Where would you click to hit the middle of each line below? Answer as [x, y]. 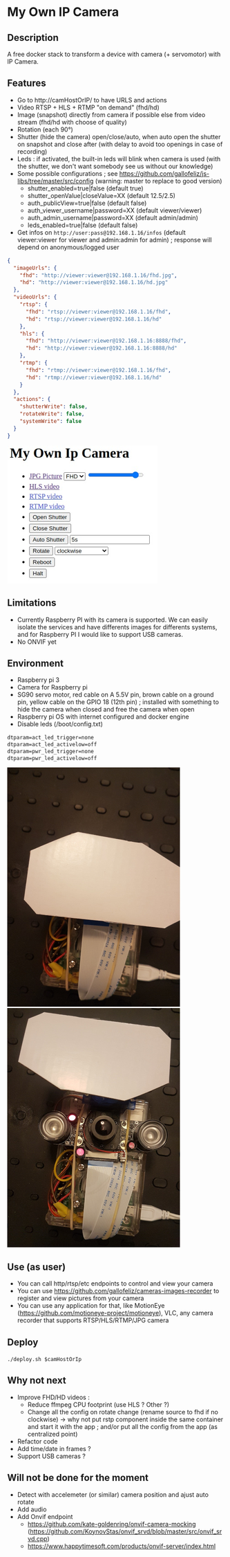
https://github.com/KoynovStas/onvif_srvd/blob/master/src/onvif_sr [126, 1531]
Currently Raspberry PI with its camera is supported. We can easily [113, 620]
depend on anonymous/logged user [68, 247]
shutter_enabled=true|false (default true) [85, 188]
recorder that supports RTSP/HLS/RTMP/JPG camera [93, 1320]
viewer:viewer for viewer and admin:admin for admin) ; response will [114, 240]
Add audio [32, 1509]
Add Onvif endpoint [45, 1516]
